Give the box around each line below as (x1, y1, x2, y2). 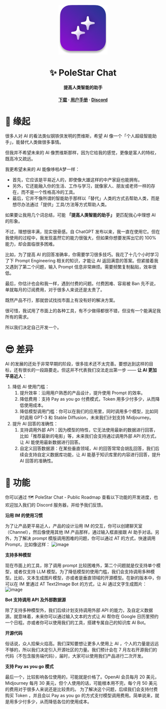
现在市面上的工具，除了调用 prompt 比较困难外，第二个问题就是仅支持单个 (5, 563, 157, 569)
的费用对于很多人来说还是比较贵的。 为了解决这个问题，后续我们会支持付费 (5, 686, 158, 692)
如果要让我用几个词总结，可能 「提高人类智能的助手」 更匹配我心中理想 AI (5, 212, 156, 218)
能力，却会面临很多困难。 (5, 241, 57, 247)
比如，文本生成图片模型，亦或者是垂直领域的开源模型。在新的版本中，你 (13, 575, 161, 581)
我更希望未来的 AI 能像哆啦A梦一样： (5, 167, 80, 172)
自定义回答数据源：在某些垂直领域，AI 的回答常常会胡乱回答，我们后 (19, 446, 160, 452)
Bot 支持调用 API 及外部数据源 (5, 597, 66, 603)
